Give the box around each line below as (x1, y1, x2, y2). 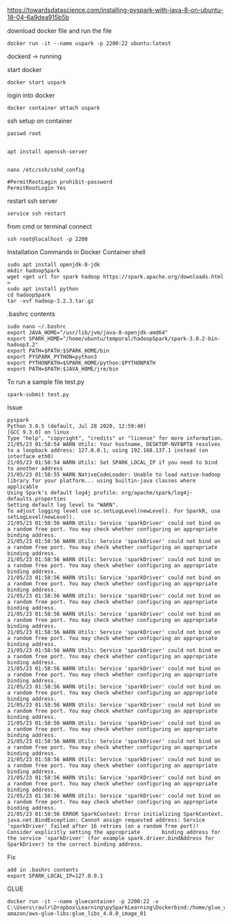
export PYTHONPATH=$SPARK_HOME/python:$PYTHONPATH (7, 359, 156, 366)
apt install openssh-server (7, 148, 88, 155)
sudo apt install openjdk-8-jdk (7, 261, 100, 268)
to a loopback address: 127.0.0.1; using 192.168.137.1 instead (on (7, 447, 209, 454)
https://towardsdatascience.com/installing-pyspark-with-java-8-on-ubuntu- (7, 6, 224, 14)
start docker (7, 66, 42, 73)
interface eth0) (7, 453, 54, 460)
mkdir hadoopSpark (7, 267, 60, 274)
